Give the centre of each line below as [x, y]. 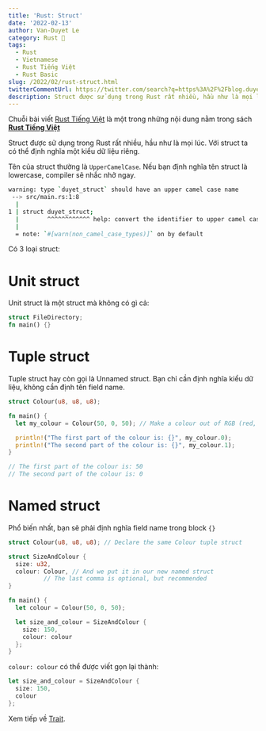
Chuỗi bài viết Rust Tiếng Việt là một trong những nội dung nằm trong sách [130, 119]
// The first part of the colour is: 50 [76, 467]
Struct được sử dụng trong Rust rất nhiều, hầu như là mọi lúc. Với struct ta [128, 143]
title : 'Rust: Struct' [46, 15]
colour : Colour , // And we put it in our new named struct [115, 572]
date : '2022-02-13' [40, 23]
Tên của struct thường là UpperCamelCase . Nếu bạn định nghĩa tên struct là [128, 166]
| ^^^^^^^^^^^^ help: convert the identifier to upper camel [131, 219]
